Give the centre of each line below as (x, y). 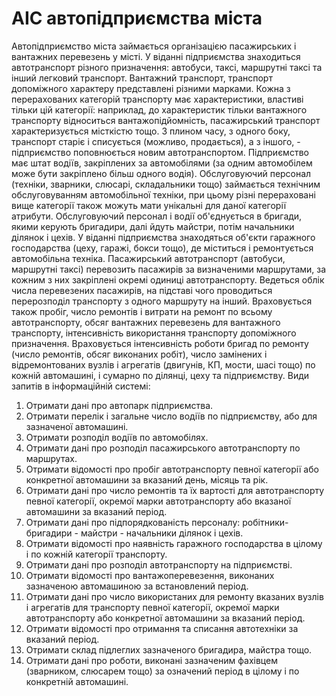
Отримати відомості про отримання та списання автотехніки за (162, 628)
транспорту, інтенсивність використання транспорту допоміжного (154, 333)
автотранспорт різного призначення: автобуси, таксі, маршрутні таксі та (167, 67)
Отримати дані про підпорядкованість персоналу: (133, 522)
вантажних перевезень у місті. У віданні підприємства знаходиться (156, 56)
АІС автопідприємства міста (137, 18)
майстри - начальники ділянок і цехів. (162, 533)
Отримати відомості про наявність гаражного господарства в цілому (174, 543)
